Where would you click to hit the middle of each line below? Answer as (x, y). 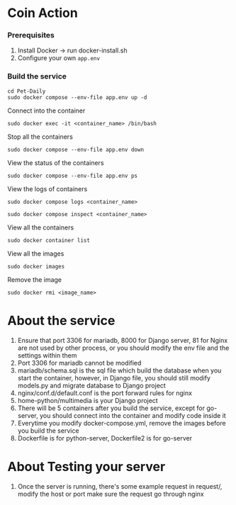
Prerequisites (31, 35)
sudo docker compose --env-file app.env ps (73, 176)
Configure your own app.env (59, 58)
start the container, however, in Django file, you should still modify (114, 378)
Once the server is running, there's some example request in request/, (120, 486)
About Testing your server (86, 466)
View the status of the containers (56, 163)
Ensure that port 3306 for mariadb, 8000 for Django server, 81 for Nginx (123, 340)
